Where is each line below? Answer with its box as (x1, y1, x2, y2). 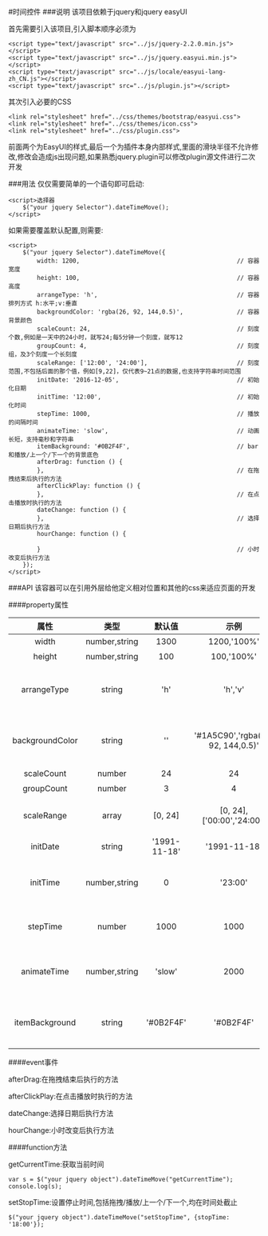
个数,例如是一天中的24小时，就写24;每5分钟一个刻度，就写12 (8, 334, 183, 342)
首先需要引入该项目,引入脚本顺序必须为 (8, 24, 137, 34)
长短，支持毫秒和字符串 (8, 435, 74, 443)
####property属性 (8, 600, 69, 610)
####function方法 (8, 1142, 68, 1152)
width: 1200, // (37, 257, 245, 265)
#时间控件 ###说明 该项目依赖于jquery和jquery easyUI (8, 7, 187, 16)
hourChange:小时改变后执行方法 (8, 1126, 114, 1134)
